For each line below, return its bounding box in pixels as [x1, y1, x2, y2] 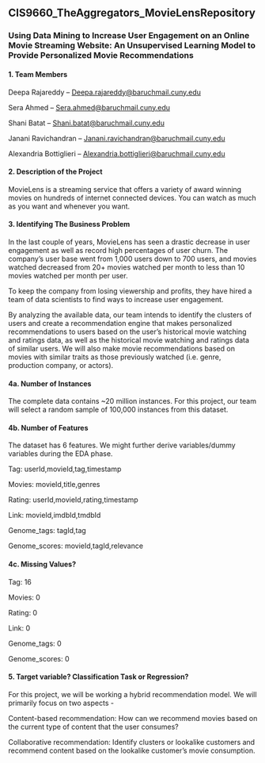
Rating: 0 [8, 608, 38, 617]
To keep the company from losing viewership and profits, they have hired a [8, 286, 252, 296]
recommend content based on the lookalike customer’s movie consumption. [8, 746, 256, 755]
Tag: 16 [8, 577, 32, 586]
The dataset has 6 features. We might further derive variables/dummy [8, 440, 236, 451]
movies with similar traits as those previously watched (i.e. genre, [8, 352, 221, 362]
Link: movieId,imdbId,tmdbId [8, 511, 101, 520]
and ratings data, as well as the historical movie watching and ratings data [8, 335, 250, 344]
